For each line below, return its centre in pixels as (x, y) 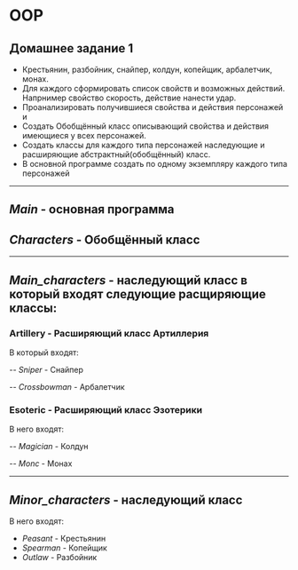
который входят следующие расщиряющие (137, 294)
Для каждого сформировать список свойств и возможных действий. (153, 88)
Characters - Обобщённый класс (105, 239)
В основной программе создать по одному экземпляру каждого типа (155, 164)
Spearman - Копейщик (65, 548)
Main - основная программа (92, 210)
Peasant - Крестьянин (64, 538)
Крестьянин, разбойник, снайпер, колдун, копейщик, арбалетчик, (147, 69)
